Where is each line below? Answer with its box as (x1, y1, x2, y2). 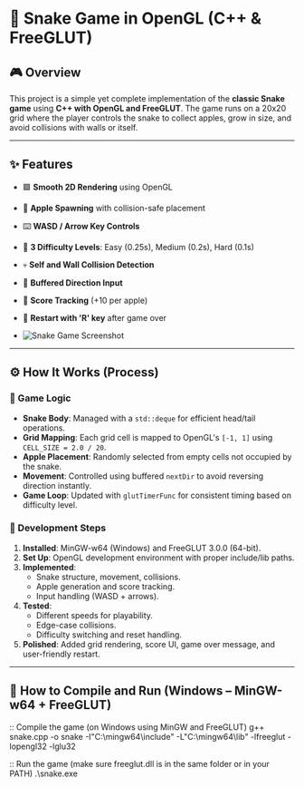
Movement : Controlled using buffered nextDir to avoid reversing (22, 471, 264, 481)
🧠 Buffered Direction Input (22, 277, 124, 288)
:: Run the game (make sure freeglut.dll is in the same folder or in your (9, 758, 270, 769)
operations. (22, 422, 66, 433)
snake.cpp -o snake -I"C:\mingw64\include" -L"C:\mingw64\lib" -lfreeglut (9, 731, 286, 742)
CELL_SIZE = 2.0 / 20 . (22, 442, 107, 452)
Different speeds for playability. (35, 609, 154, 620)
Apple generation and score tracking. (35, 580, 176, 592)
